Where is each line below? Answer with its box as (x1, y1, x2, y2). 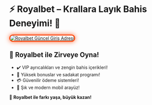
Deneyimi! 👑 (9, 18, 61, 29)
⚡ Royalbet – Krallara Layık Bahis (9, 4, 147, 15)
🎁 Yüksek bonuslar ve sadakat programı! (16, 71, 100, 77)
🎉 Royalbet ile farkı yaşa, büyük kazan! (9, 94, 92, 100)
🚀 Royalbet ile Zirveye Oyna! (9, 51, 99, 59)
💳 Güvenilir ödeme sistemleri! (16, 77, 79, 83)
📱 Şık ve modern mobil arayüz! (16, 84, 80, 90)
